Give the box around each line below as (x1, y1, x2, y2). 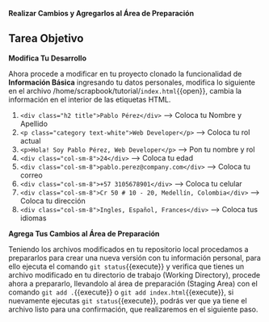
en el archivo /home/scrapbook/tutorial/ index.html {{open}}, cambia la (8, 86, 242, 95)
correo (19, 170, 43, 180)
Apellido (19, 119, 48, 128)
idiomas (19, 213, 47, 223)
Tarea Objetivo (8, 31, 84, 45)
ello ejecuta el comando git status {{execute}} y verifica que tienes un (8, 261, 245, 271)
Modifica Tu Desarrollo (8, 53, 87, 63)
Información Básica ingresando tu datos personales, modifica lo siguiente (8, 77, 256, 87)
